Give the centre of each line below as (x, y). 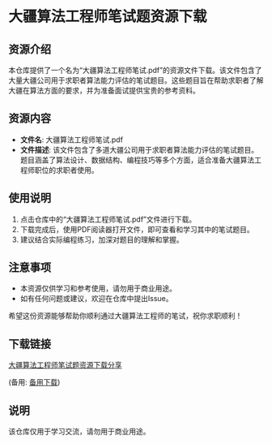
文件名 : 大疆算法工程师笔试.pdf (72, 140)
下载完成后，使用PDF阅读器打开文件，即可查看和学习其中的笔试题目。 (137, 229)
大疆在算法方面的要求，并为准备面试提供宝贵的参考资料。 (104, 91)
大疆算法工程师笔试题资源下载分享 (65, 365)
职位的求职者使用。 (66, 170)
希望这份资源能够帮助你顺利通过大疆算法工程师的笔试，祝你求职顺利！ (125, 316)
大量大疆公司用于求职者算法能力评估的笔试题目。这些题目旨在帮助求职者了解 (136, 80)
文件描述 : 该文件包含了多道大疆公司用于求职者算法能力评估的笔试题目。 (139, 149)
